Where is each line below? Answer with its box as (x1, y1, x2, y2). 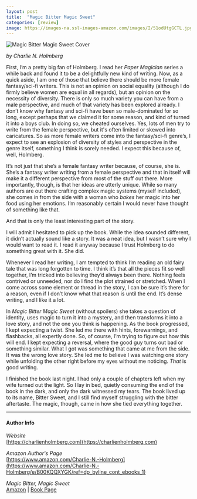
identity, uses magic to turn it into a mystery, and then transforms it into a (6, 314, 183, 321)
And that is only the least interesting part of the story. (6, 218, 135, 225)
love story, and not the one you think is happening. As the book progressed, (6, 321, 189, 328)
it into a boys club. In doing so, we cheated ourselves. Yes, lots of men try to (6, 120, 191, 127)
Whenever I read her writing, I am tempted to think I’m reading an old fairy (6, 259, 185, 266)
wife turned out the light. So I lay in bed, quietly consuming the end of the (6, 382, 184, 389)
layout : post (6, 8, 38, 15)
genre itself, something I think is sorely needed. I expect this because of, (6, 145, 181, 152)
